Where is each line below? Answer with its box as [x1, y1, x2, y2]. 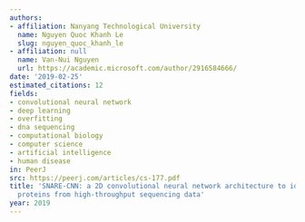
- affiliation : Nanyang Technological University [9, 22, 202, 31]
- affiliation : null [9, 47, 88, 56]
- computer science [9, 140, 84, 149]
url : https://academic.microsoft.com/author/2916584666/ [17, 64, 238, 73]
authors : [9, 13, 43, 23]
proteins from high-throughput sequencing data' [17, 190, 205, 199]
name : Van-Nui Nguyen [17, 55, 100, 64]
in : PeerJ [9, 165, 47, 174]
